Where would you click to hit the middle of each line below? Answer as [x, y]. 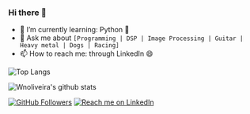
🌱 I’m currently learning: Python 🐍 [74, 30]
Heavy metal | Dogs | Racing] [70, 46]
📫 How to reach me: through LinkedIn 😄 [86, 53]
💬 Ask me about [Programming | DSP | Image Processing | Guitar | [131, 38]
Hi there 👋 [28, 13]
